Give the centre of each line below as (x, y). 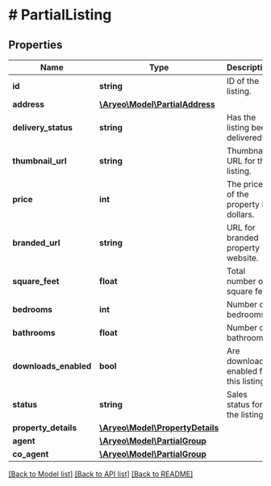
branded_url (36, 243)
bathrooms (34, 333)
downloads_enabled (52, 366)
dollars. (240, 214)
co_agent (31, 454)
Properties (35, 45)
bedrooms (33, 309)
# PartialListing (60, 15)
